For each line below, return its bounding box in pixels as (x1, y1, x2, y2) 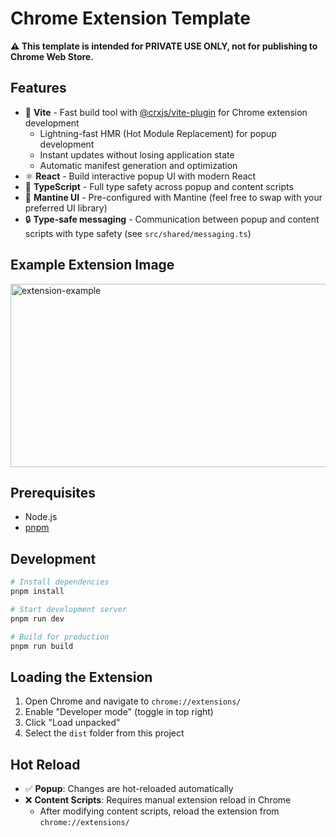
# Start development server (10, 604, 128, 614)
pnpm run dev (10, 613, 65, 624)
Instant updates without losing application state (39, 148, 235, 161)
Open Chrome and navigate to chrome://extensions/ (24, 695, 242, 707)
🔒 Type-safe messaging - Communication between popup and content (24, 213, 320, 225)
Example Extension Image (10, 257, 175, 274)
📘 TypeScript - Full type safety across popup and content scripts (24, 180, 294, 192)
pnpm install (10, 587, 65, 597)
